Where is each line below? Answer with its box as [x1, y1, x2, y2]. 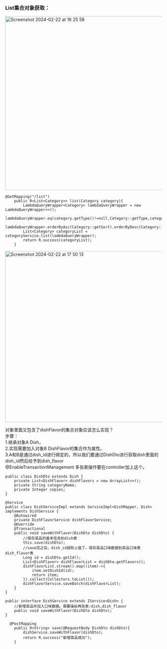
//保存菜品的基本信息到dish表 [23, 536, 78, 541]
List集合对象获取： [5, 4, 50, 11]
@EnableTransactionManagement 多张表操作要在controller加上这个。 [5, 464, 148, 470]
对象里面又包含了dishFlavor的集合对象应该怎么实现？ [5, 427, 114, 433]
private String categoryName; [14, 483, 77, 488]
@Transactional [14, 526, 46, 531]
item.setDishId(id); [31, 568, 75, 573]
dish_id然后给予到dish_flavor [5, 458, 64, 464]
